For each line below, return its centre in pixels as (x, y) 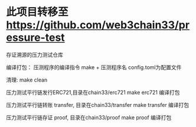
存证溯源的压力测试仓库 (35, 54)
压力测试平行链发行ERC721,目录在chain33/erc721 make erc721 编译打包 (93, 92)
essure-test (35, 38)
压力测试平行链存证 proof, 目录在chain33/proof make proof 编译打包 (89, 117)
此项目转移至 (37, 12)
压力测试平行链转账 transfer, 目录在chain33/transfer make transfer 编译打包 (98, 105)
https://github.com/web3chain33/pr (98, 25)
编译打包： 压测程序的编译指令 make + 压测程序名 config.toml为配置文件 (94, 67)
